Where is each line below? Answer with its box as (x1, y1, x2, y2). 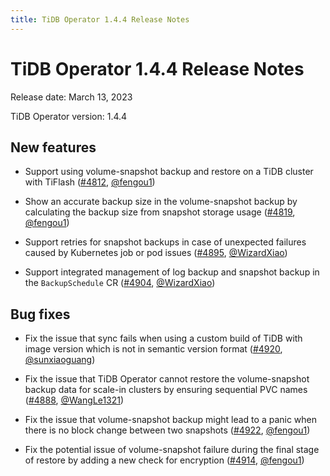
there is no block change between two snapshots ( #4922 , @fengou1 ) (24, 424, 311, 436)
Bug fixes (10, 306, 71, 323)
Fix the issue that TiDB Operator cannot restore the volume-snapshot (24, 373, 310, 385)
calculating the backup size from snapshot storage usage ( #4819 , (24, 206, 296, 218)
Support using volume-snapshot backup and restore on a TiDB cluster (24, 166, 314, 178)
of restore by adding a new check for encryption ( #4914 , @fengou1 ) (24, 454, 305, 466)
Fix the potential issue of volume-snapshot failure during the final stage (24, 444, 320, 456)
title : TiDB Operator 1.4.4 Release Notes (10, 14, 190, 25)
